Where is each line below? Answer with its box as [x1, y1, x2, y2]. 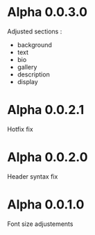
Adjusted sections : [7, 27, 62, 35]
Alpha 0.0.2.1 [7, 102, 85, 118]
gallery [17, 63, 37, 71]
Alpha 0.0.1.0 [7, 197, 85, 212]
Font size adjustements [7, 220, 74, 228]
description [17, 70, 50, 79]
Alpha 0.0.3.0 [7, 4, 88, 20]
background [17, 40, 52, 49]
